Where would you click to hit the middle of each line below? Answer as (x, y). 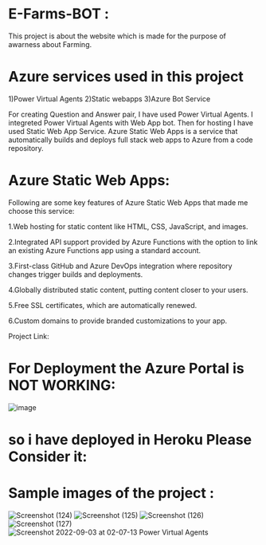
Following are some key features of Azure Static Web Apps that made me (128, 202)
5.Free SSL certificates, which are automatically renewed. (103, 305)
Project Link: (29, 336)
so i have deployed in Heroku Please (130, 439)
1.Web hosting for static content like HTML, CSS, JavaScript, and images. (128, 226)
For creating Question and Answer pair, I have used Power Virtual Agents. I (131, 114)
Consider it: (48, 456)
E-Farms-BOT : (59, 14)
